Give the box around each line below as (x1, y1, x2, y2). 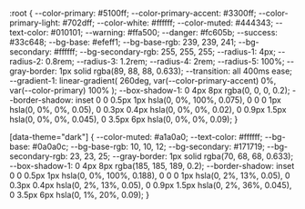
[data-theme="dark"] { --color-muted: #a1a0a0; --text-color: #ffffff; (9, 132, 263, 142)
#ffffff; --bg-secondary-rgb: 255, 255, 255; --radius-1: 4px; (53, 46, 276, 57)
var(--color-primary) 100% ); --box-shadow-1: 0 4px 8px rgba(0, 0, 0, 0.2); (9, 85, 290, 95)
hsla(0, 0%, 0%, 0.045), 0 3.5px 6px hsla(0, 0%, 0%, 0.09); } (9, 114, 239, 124)
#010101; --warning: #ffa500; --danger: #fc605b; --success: (50, 27, 278, 37)
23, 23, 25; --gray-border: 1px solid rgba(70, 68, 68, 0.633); (69, 151, 294, 162)
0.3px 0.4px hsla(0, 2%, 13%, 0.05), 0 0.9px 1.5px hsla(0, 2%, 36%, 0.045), (9, 180, 292, 190)
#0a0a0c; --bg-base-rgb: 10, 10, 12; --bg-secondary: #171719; (32, 141, 266, 152)
